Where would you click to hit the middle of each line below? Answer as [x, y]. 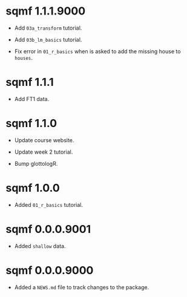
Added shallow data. [40, 246]
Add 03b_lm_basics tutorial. [48, 39]
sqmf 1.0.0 [33, 188]
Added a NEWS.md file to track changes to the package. [82, 287]
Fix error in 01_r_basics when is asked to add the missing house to [97, 51]
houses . [23, 57]
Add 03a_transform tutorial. [48, 28]
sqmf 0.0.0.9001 [48, 229]
